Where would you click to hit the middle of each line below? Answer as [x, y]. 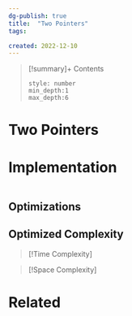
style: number [52, 84]
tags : [17, 31]
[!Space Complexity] [62, 270]
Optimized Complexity [66, 234]
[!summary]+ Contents [66, 69]
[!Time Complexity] [60, 253]
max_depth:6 [48, 98]
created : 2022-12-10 [43, 45]
